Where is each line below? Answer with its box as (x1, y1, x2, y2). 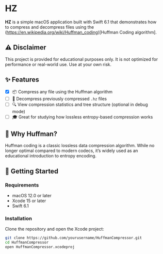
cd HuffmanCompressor (5, 240, 49, 245)
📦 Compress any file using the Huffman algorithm (12, 88, 113, 95)
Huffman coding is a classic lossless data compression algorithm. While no (5, 143, 155, 149)
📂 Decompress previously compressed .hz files (12, 96, 107, 102)
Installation (5, 215, 33, 222)
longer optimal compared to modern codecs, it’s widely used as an (5, 148, 138, 153)
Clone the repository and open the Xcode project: (5, 226, 104, 232)
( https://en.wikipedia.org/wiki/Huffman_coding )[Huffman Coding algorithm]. (5, 29, 157, 35)
